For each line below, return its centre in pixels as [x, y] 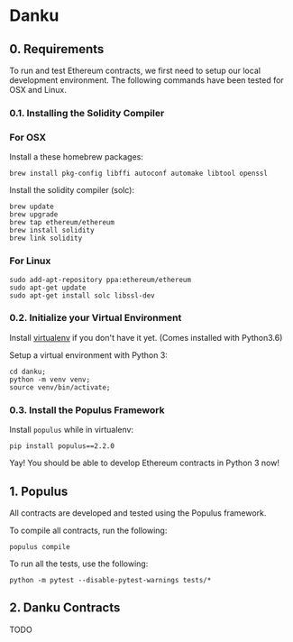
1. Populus [39, 491]
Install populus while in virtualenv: [71, 430]
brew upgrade [34, 215]
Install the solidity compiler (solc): [72, 190]
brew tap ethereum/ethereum [62, 223]
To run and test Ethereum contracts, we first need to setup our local [135, 70]
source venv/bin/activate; [60, 387]
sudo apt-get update [48, 288]
